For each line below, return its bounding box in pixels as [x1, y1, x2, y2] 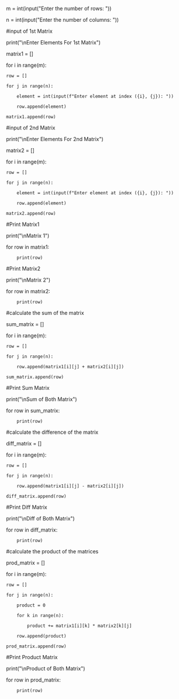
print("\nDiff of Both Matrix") [6, 515, 75, 522]
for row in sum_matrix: [6, 407, 60, 414]
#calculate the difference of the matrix [6, 429, 98, 436]
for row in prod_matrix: [6, 676, 61, 683]
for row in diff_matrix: [6, 526, 58, 533]
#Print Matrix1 [6, 221, 40, 228]
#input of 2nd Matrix [6, 124, 56, 131]
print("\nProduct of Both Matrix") [6, 665, 85, 672]
